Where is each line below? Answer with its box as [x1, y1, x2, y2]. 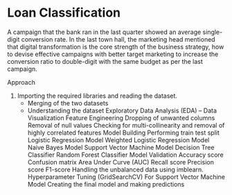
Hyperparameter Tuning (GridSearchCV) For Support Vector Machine [27, 172, 226, 181]
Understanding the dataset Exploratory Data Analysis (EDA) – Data [27, 106, 217, 115]
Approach [7, 78, 36, 86]
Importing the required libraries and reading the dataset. [17, 92, 178, 100]
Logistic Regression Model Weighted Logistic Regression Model [27, 135, 210, 144]
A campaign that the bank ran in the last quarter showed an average [7, 28, 202, 36]
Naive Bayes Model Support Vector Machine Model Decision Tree [27, 143, 215, 151]
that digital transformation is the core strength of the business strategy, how [7, 42, 224, 51]
